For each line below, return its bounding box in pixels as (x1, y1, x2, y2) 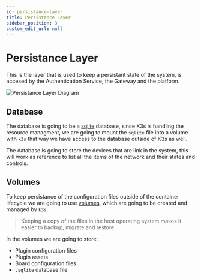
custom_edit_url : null (6, 25, 63, 32)
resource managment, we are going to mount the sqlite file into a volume (6, 129, 188, 136)
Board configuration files (14, 259, 77, 267)
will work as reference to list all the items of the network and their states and (6, 154, 195, 160)
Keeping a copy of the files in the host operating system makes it (20, 217, 182, 224)
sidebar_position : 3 (6, 20, 58, 26)
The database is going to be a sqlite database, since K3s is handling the (6, 122, 184, 130)
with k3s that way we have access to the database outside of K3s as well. (6, 136, 188, 142)
